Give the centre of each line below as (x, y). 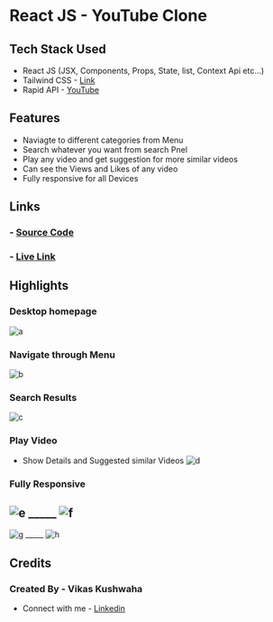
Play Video (33, 441)
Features (35, 118)
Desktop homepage (53, 311)
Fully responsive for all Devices (80, 178)
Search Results (43, 397)
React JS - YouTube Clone (108, 16)
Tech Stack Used (58, 49)
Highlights (39, 286)
